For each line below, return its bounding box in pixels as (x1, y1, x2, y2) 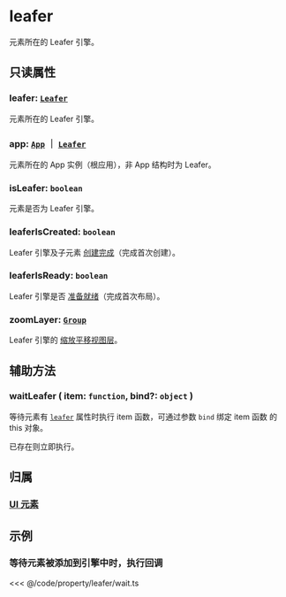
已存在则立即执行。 (9, 440, 79, 452)
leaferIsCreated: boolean (9, 226, 117, 238)
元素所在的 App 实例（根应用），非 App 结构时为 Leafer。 (9, 159, 216, 170)
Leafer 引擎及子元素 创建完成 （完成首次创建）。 (9, 247, 181, 257)
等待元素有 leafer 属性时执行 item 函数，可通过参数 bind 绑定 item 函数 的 (9, 411, 278, 422)
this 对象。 (9, 422, 49, 432)
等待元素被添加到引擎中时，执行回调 (9, 557, 163, 570)
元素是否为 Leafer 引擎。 (9, 203, 100, 214)
